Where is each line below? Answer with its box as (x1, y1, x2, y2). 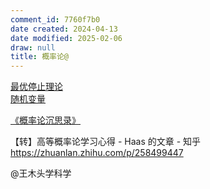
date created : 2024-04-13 (10, 24, 118, 34)
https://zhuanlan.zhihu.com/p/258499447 (10, 147, 184, 159)
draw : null (10, 42, 56, 53)
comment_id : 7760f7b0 (10, 14, 101, 25)
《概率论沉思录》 (10, 114, 81, 126)
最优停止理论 (10, 81, 63, 93)
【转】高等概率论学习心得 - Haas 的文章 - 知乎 (10, 136, 202, 148)
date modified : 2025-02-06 (10, 33, 123, 43)
